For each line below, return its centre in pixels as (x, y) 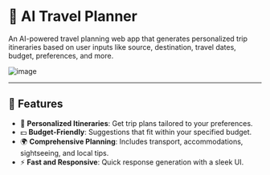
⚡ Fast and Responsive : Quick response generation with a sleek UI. (132, 162)
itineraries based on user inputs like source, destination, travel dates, (123, 47)
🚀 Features (36, 104)
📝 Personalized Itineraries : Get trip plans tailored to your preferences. (136, 123)
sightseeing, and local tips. (64, 153)
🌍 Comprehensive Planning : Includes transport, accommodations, (131, 141)
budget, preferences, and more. (61, 55)
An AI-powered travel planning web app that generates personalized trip (128, 39)
